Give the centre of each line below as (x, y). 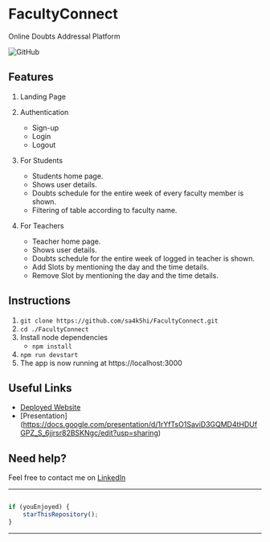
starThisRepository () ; (61, 515)
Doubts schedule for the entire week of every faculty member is (138, 193)
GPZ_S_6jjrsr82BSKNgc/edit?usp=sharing (89, 433)
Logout (44, 145)
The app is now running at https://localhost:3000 (101, 363)
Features (31, 77)
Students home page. (67, 176)
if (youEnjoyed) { (39, 507)
